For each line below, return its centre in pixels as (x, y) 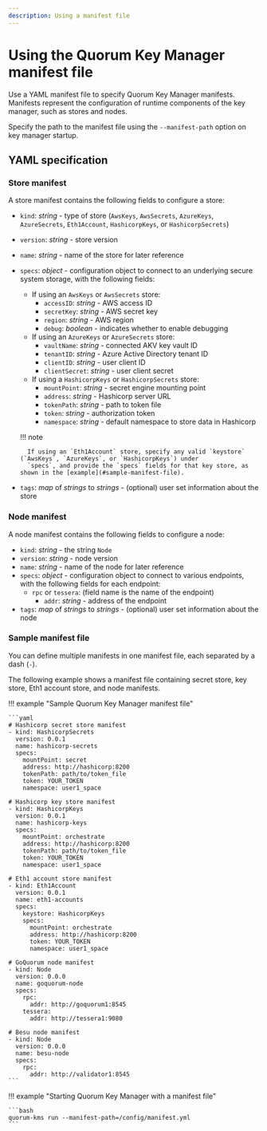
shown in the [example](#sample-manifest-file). (102, 473)
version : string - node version (69, 558)
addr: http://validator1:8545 (79, 1074)
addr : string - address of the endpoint (105, 600)
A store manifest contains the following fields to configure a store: (116, 200)
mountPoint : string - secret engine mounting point (125, 388)
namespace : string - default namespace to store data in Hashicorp (150, 422)
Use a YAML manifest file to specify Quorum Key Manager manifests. (122, 94)
